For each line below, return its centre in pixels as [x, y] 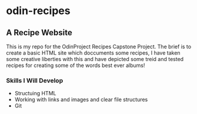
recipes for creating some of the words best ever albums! [76, 65]
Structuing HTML [35, 93]
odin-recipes [38, 11]
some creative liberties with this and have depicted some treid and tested [95, 59]
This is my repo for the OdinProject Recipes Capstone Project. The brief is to [99, 46]
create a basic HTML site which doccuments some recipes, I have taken [93, 53]
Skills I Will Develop [35, 81]
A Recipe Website [39, 33]
